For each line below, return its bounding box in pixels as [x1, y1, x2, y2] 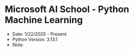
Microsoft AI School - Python [5, 4, 129, 15]
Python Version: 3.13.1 [12, 36, 58, 42]
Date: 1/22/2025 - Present [12, 31, 67, 37]
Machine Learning [5, 14, 83, 26]
